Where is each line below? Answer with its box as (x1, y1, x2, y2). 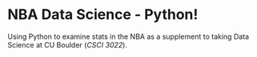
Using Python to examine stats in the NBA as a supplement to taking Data (7, 32, 250, 41)
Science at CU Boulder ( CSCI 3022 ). (7, 40, 127, 49)
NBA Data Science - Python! (7, 6, 199, 24)
